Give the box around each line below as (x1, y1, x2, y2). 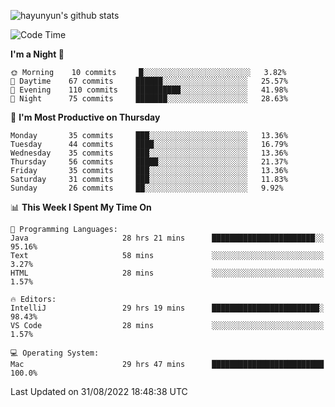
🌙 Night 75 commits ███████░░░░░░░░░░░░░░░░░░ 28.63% (10, 94, 288, 104)
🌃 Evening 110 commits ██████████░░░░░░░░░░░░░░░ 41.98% (10, 85, 288, 95)
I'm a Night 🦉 (10, 48, 65, 60)
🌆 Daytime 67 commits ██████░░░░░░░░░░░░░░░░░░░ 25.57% (10, 76, 288, 86)
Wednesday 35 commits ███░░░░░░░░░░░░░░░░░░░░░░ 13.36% (10, 148, 288, 158)
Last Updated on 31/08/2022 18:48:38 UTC (10, 386, 188, 397)
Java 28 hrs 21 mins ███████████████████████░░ (10, 233, 325, 243)
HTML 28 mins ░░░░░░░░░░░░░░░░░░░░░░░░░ (10, 268, 325, 278)
